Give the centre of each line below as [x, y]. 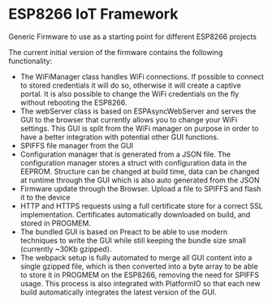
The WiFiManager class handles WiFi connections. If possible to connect [142, 76]
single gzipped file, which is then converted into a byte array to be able [139, 266]
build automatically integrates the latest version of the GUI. [118, 292]
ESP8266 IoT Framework [93, 14]
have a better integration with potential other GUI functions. [119, 137]
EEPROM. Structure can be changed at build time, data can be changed [140, 171]
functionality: [30, 61]
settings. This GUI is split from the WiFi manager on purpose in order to [139, 128]
